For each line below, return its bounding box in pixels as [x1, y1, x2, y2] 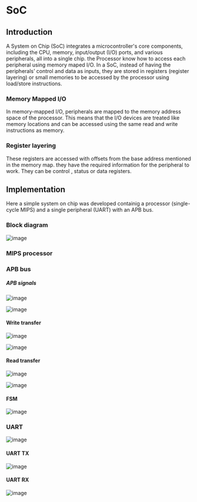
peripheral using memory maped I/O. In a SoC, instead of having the [6, 61, 171, 68]
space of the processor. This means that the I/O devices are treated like [6, 114, 180, 121]
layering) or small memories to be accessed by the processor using [6, 74, 169, 81]
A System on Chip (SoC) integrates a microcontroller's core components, [6, 42, 183, 49]
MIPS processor [6, 249, 53, 257]
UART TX [6, 450, 29, 457]
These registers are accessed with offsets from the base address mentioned [6, 155, 191, 162]
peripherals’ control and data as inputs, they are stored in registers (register [6, 68, 189, 74]
